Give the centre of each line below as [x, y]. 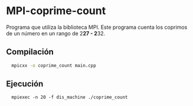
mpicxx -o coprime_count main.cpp [54, 65]
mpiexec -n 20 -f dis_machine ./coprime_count [70, 97]
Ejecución [25, 84]
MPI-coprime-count [56, 11]
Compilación [30, 52]
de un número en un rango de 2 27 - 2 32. [56, 33]
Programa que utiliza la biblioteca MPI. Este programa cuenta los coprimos [97, 27]
